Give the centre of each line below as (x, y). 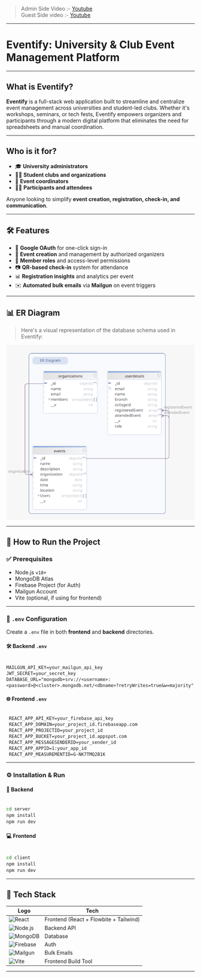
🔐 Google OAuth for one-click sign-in (61, 248)
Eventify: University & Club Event (90, 45)
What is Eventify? (40, 87)
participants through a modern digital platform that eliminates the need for (98, 120)
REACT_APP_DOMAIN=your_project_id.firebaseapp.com (73, 725)
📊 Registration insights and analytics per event (74, 276)
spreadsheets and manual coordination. (55, 127)
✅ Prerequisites (29, 559)
